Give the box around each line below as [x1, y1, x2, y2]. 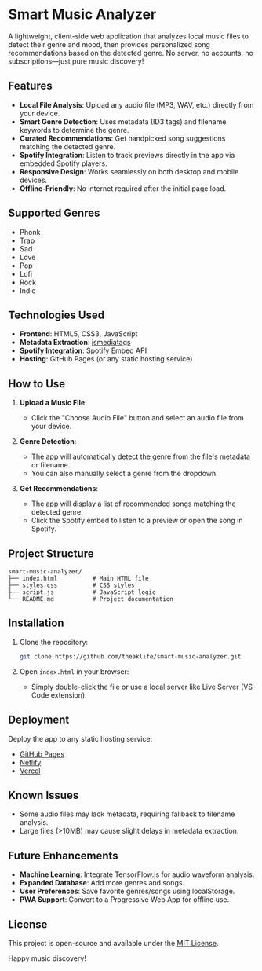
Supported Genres [8, 207, 100, 220]
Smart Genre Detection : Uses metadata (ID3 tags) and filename [19, 116, 227, 126]
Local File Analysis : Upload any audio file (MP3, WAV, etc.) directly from [19, 100, 254, 109]
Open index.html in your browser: [19, 666, 129, 676]
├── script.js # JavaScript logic [8, 588, 156, 596]
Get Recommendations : [19, 484, 98, 493]
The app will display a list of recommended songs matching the [31, 499, 237, 508]
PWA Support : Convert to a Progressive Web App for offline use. [19, 895, 230, 904]
